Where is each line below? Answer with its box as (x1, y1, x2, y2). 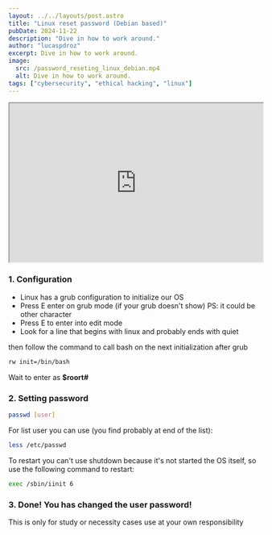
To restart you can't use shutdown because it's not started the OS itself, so (8, 455, 257, 465)
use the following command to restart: (8, 464, 134, 474)
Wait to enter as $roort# (8, 372, 89, 382)
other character (19, 309, 72, 319)
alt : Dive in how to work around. (15, 72, 131, 80)
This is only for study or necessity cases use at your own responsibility (8, 517, 244, 527)
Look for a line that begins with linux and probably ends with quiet (19, 326, 239, 336)
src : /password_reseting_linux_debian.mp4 (15, 65, 160, 73)
